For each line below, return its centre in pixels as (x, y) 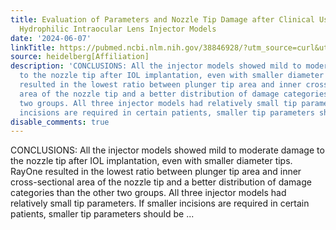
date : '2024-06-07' (51, 38)
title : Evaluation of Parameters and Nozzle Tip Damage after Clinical (162, 19)
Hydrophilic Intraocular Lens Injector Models (118, 29)
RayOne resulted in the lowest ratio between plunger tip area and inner (156, 172)
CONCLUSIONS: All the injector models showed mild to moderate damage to (167, 150)
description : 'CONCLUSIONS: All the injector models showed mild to (156, 66)
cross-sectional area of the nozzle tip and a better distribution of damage (161, 182)
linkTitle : (33, 47)
